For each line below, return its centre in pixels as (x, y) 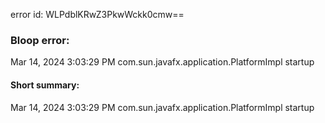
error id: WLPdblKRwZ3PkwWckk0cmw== (97, 14)
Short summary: (45, 85)
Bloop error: (40, 40)
